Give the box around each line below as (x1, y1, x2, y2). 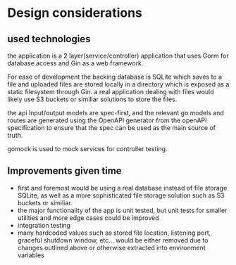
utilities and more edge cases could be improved (17, 213, 159, 222)
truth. (7, 131, 23, 139)
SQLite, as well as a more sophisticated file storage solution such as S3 (17, 191, 225, 200)
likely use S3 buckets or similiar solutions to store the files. (7, 95, 178, 103)
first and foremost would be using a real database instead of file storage (17, 183, 228, 192)
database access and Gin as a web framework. (7, 59, 144, 67)
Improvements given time (7, 165, 122, 177)
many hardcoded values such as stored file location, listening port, (17, 228, 211, 237)
